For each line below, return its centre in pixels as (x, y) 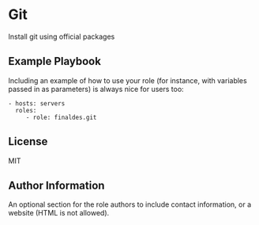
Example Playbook (54, 61)
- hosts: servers (37, 103)
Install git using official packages (62, 36)
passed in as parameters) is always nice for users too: (96, 89)
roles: (26, 110)
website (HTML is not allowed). (59, 213)
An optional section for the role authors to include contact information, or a (130, 204)
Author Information (56, 185)
